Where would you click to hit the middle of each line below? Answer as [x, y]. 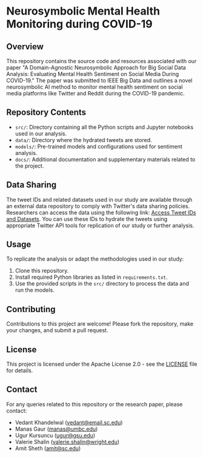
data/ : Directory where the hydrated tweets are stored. [83, 140]
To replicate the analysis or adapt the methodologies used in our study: [95, 259]
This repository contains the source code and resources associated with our [101, 61]
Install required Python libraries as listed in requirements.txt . [91, 277]
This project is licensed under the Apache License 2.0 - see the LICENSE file [102, 364]
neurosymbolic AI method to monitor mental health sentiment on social [95, 87]
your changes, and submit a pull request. [57, 330]
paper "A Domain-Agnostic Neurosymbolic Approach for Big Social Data [96, 67]
